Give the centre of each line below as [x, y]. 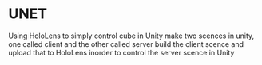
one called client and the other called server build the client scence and [126, 44]
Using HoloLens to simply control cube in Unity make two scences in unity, [131, 36]
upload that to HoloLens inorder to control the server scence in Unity [121, 52]
